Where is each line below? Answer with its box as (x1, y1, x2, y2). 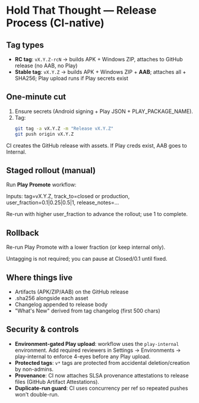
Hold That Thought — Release (6, 4, 157, 17)
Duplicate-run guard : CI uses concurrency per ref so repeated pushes (14, 385, 188, 392)
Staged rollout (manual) (6, 165, 96, 176)
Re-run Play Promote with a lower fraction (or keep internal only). (6, 243, 166, 251)
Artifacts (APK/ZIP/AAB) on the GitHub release (14, 288, 129, 295)
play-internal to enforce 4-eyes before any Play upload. (14, 352, 151, 360)
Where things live (6, 272, 73, 283)
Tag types (6, 40, 45, 50)
